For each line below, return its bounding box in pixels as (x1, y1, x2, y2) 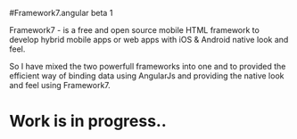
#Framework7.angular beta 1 (9, 8, 113, 18)
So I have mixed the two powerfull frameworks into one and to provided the (9, 61, 286, 71)
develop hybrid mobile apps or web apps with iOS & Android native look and (9, 35, 289, 45)
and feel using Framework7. (9, 80, 111, 90)
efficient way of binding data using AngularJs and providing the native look (9, 70, 285, 81)
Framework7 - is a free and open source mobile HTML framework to (9, 25, 260, 35)
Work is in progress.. (9, 111, 167, 132)
